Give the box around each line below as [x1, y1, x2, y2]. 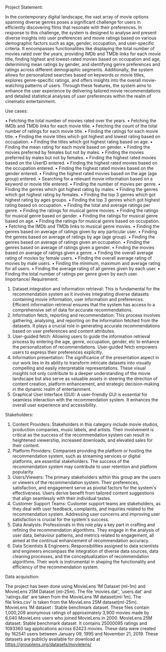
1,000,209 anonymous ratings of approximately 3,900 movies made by [5, 610, 150, 616]
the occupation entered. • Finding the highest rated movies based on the [5, 165, 154, 171]
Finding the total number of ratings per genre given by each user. [5, 271, 138, 277]
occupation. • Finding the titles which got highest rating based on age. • [5, 139, 153, 145]
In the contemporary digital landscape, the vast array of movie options [5, 14, 149, 19]
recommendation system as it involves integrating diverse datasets [12, 291, 149, 297]
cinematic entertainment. [5, 98, 56, 104]
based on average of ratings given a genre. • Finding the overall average [5, 250, 154, 256]
